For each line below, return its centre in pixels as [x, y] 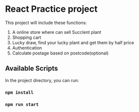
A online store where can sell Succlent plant [57, 32]
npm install [19, 92]
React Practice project [51, 9]
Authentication [27, 48]
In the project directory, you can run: [42, 80]
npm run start [22, 104]
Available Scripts [31, 69]
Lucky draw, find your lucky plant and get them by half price [73, 42]
